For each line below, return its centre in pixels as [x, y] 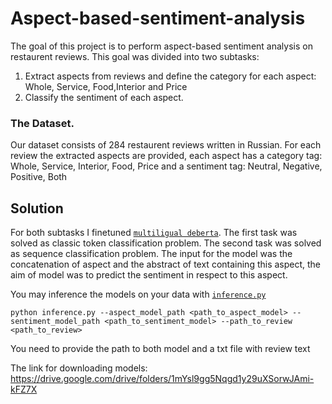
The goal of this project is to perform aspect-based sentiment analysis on [161, 46]
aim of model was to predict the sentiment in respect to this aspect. [149, 275]
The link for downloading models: [79, 368]
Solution [37, 208]
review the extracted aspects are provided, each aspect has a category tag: [166, 156]
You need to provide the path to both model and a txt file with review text [160, 349]
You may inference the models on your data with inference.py [138, 294]
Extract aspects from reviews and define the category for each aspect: [170, 76]
